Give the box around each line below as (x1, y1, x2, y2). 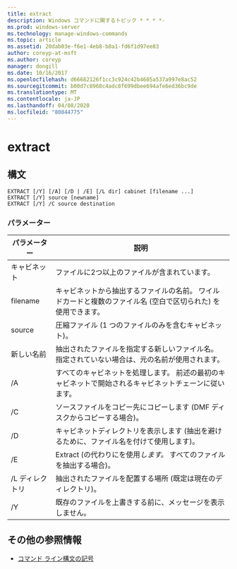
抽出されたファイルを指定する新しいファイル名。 (55, 344, 219, 354)
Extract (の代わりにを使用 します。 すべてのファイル (55, 450, 226, 460)
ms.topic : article (7, 37, 61, 44)
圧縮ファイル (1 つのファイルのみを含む (55, 320, 187, 330)
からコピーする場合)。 (69, 413, 143, 423)
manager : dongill (7, 63, 59, 70)
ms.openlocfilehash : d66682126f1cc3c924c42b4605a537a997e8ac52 (7, 75, 197, 83)
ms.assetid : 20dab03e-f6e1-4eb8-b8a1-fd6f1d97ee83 (7, 43, 159, 50)
